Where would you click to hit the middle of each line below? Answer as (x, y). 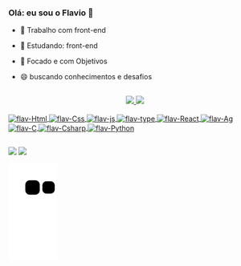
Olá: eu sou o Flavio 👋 (51, 13)
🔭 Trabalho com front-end (63, 30)
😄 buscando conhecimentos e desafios (86, 77)
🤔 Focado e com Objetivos (63, 61)
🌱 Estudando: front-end (59, 46)
